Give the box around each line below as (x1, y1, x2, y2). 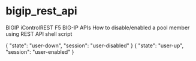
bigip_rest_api (5, 4, 77, 18)
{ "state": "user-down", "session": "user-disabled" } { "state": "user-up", (5, 42, 184, 49)
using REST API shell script (5, 30, 73, 37)
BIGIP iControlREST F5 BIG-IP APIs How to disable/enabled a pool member (5, 24, 190, 31)
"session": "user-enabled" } (5, 48, 74, 55)
